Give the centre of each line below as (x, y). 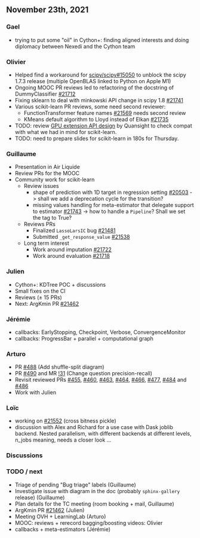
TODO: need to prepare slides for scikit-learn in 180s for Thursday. (97, 138)
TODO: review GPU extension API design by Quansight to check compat (103, 126)
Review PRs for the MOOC (47, 174)
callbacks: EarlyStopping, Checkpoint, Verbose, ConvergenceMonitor (100, 332)
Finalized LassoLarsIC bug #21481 (74, 230)
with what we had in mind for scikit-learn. (66, 132)
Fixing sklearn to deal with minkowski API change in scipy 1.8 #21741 (99, 100)
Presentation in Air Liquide (47, 167)
